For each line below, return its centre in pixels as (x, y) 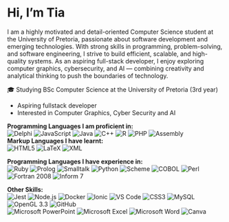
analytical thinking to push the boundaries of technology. (88, 75)
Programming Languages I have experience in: (75, 161)
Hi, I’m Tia (36, 13)
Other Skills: (25, 189)
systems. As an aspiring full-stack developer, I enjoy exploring (116, 61)
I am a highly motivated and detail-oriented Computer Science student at (110, 32)
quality (17, 61)
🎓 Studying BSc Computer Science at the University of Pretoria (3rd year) (113, 89)
